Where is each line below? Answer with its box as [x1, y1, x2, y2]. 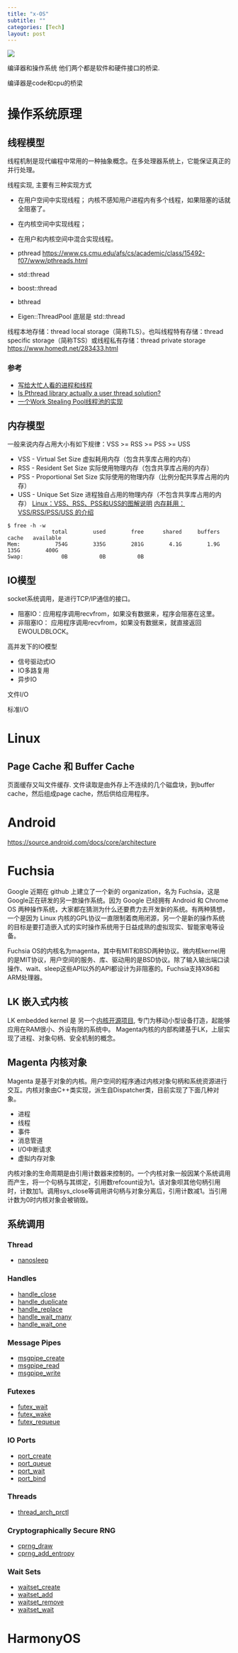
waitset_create [17, 1583, 61, 1591]
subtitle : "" [7, 17, 46, 24]
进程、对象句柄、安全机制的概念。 [19, 1033, 119, 1042]
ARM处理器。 [7, 973, 47, 982]
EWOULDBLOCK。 [17, 627, 73, 636]
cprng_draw [17, 1542, 53, 1550]
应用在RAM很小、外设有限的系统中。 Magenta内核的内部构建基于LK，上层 [7, 1025, 225, 1033]
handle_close [17, 1289, 57, 1298]
